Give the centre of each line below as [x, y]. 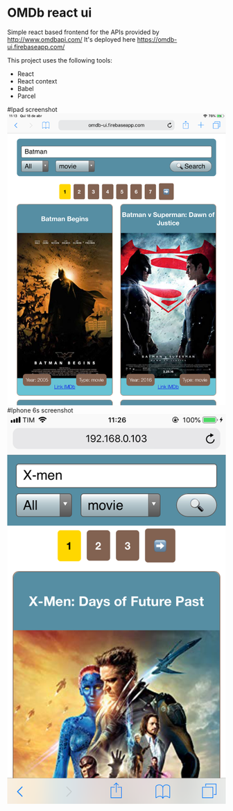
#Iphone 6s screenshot [40, 410]
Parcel [26, 96]
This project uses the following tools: [60, 60]
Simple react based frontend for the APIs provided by [83, 32]
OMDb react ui [50, 13]
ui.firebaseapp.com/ [36, 47]
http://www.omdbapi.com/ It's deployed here [71, 39]
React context [37, 81]
